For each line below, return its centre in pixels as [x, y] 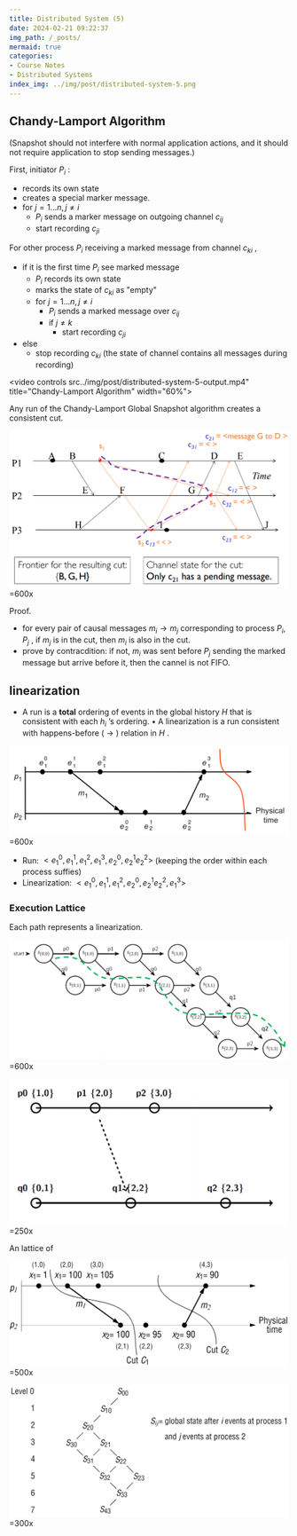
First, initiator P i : [40, 170]
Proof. [20, 610]
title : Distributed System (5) [67, 19]
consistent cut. [36, 418]
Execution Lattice [47, 908]
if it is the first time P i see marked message [101, 268]
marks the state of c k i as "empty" [96, 291]
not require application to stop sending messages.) [102, 152]
